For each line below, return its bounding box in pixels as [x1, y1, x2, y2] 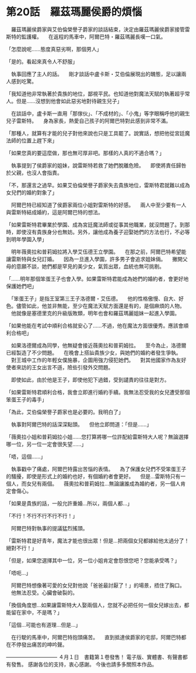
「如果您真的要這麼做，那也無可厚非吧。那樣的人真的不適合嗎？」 [6, 149, 164, 156]
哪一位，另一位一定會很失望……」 [6, 440, 87, 448]
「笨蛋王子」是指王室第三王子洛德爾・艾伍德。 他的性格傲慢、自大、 [10, 295, 179, 302]
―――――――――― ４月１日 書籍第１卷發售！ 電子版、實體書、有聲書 [6, 653, 183, 660]
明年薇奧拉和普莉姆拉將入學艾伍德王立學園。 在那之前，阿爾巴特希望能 [10, 248, 187, 255]
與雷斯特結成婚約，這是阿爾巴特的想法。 [6, 208, 103, 215]
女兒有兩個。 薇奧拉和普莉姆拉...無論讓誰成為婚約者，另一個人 [26, 480, 181, 487]
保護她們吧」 [6, 282, 37, 290]
